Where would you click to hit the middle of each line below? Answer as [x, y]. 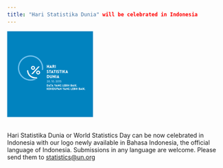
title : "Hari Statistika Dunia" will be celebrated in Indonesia [102, 14]
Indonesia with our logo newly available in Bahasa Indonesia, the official [109, 142]
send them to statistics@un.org [51, 157]
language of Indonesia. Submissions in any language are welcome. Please [111, 149]
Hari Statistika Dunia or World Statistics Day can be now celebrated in [106, 135]
